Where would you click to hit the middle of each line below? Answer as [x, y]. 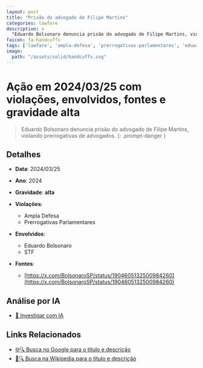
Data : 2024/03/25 [37, 169]
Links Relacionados [44, 334]
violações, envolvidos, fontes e [86, 99]
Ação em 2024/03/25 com [74, 87]
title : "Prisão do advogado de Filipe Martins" [67, 18]
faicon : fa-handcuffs [34, 40]
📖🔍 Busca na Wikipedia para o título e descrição [76, 358]
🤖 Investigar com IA [39, 315]
